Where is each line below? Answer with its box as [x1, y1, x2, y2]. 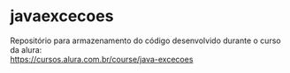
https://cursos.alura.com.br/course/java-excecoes [10, 54, 194, 64]
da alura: [10, 44, 42, 55]
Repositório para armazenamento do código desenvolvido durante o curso [10, 35, 281, 46]
